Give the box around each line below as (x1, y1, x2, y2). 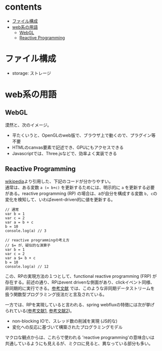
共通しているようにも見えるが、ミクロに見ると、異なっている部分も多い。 (5, 340, 153, 346)
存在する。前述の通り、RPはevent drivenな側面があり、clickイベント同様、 (5, 279, 155, 285)
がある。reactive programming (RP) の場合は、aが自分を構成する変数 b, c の (5, 191, 158, 196)
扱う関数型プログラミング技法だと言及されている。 (5, 291, 107, 297)
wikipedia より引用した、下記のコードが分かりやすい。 (5, 178, 113, 184)
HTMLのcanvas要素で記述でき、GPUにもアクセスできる (12, 144, 124, 150)
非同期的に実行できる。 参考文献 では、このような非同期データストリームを (5, 285, 155, 291)
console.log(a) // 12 (5, 264, 49, 269)
